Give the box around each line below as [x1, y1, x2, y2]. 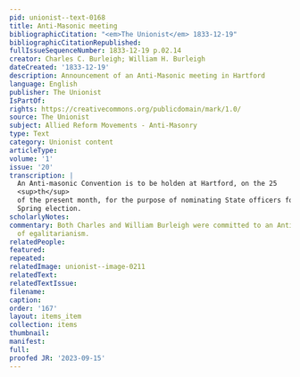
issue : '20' [9, 163, 54, 172]
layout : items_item [9, 312, 82, 322]
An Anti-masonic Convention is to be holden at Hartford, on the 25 [17, 180, 278, 188]
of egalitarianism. [17, 229, 90, 238]
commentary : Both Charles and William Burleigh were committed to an [9, 221, 274, 230]
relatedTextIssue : [9, 279, 78, 288]
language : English [9, 80, 78, 88]
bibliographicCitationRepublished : [9, 38, 142, 47]
